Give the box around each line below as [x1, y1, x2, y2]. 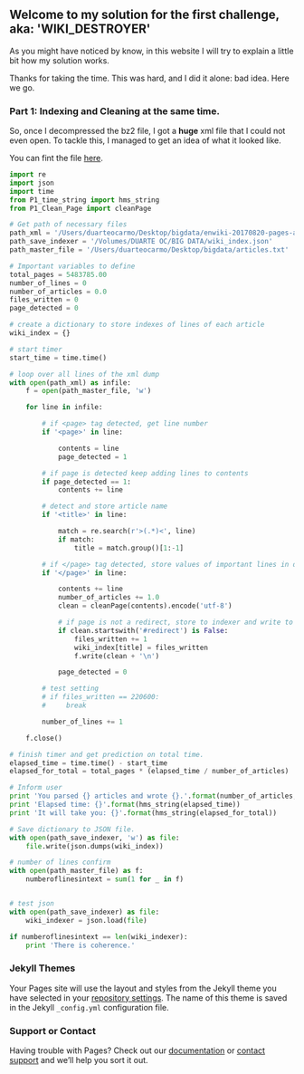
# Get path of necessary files [9, 220, 128, 229]
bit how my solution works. [9, 54, 110, 66]
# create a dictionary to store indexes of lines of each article [9, 321, 265, 330]
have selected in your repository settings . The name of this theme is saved [9, 992, 288, 1003]
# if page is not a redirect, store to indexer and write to [57, 618, 294, 628]
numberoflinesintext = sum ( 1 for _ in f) [25, 875, 184, 884]
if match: [57, 534, 95, 544]
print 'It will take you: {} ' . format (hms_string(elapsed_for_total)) [9, 808, 278, 818]
